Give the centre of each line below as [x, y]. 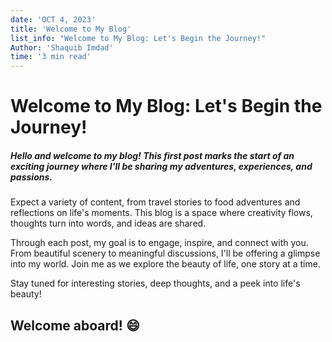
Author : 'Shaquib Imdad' [62, 47]
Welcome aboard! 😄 [75, 325]
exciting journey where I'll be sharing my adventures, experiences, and [161, 166]
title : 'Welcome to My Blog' [71, 29]
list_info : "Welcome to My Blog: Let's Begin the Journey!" [138, 38]
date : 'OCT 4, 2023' [53, 19]
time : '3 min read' [51, 57]
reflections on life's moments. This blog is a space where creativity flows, [161, 213]
